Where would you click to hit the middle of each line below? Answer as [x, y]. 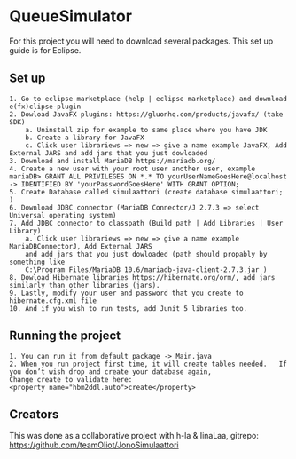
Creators [34, 414]
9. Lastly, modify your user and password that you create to [126, 293]
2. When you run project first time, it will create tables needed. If [148, 364]
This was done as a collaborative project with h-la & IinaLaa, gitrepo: [134, 436]
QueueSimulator [71, 16]
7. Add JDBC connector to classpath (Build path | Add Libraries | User [146, 223]
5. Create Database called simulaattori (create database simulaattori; [146, 192]
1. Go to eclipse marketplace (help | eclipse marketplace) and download [148, 99]
